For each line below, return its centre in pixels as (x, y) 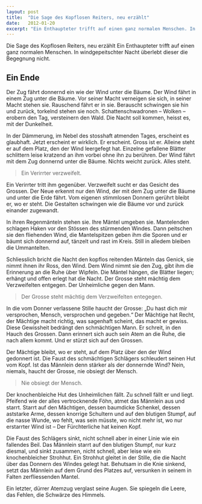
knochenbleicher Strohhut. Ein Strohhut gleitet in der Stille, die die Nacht (96, 458)
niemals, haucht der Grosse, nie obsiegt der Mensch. (72, 371)
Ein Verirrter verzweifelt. (51, 173)
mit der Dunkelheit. (30, 124)
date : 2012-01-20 (31, 23)
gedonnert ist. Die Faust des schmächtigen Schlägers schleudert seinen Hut (101, 359)
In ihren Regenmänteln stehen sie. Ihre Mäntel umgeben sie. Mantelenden (98, 222)
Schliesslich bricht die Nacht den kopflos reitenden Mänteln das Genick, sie (100, 259)
